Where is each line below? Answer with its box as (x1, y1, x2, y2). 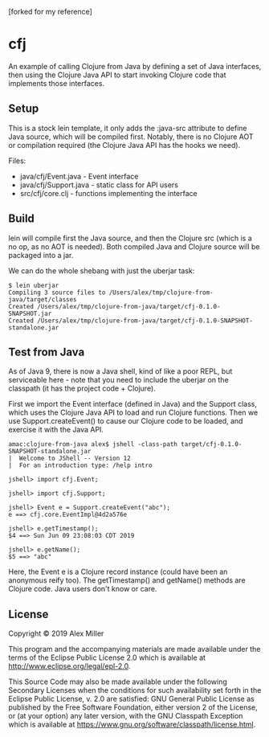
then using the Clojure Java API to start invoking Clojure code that (8, 70, 226, 80)
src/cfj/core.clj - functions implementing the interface (19, 188, 198, 198)
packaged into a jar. (8, 250, 74, 260)
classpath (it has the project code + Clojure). (8, 383, 157, 393)
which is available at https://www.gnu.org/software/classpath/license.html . (8, 719, 256, 730)
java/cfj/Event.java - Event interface (19, 171, 139, 181)
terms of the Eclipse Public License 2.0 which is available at (8, 653, 206, 662)
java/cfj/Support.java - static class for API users (19, 180, 179, 190)
